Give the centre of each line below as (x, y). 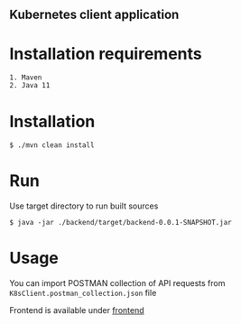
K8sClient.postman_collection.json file (83, 293)
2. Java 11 (30, 86)
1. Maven (26, 78)
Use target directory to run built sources (84, 206)
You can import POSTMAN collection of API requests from (117, 283)
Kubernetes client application (94, 15)
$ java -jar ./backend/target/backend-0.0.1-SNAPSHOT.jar (120, 223)
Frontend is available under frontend (77, 310)
